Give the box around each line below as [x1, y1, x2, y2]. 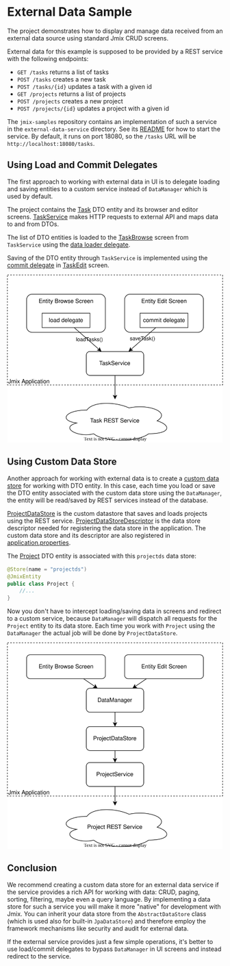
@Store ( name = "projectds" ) [7, 566, 88, 573]
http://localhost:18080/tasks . [7, 139, 95, 147]
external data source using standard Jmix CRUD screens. [7, 34, 169, 42]
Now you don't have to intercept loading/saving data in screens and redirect [7, 607, 222, 615]
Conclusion [7, 863, 57, 874]
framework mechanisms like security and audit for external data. [7, 924, 189, 932]
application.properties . [7, 538, 71, 547]
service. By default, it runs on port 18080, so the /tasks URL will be [7, 132, 196, 140]
